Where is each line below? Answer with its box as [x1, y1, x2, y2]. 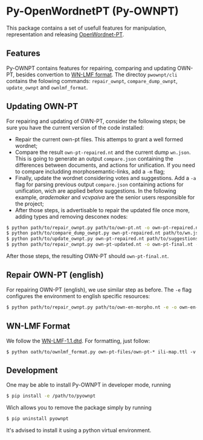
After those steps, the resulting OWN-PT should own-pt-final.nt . [6, 253, 169, 260]
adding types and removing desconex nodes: [14, 213, 128, 220]
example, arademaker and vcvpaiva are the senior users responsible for [14, 193, 195, 201]
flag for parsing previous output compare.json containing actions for [14, 181, 184, 188]
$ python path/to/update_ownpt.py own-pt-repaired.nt [6, 236, 145, 242]
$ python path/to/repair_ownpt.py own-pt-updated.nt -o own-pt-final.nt [6, 241, 193, 248]
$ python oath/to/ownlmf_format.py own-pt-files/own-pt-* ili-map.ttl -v [6, 348, 196, 355]
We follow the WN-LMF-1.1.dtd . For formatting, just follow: [6, 337, 150, 344]
